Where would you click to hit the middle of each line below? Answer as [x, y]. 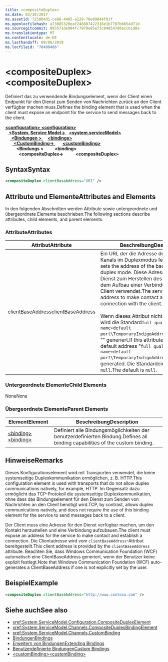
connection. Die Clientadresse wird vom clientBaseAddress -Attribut [74, 540]
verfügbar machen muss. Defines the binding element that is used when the [83, 107]
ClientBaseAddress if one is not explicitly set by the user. [89, 567]
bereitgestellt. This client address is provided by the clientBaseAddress [77, 546]
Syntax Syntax [28, 169]
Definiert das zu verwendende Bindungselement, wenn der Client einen [79, 96]
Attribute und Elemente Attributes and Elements [80, 196]
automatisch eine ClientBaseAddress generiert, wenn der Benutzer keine [80, 556]
